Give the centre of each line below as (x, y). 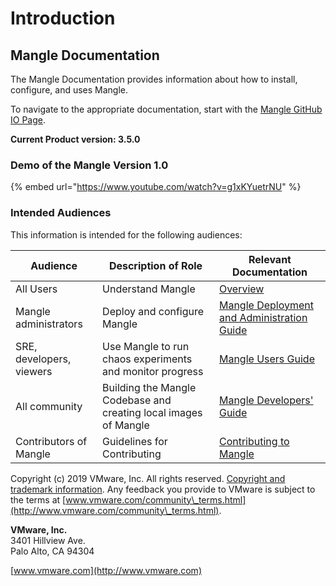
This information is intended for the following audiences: (126, 234)
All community (49, 406)
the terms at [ (38, 499)
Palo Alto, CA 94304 (52, 551)
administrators (49, 324)
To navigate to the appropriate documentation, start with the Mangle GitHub (166, 109)
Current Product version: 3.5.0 (75, 139)
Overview (241, 289)
